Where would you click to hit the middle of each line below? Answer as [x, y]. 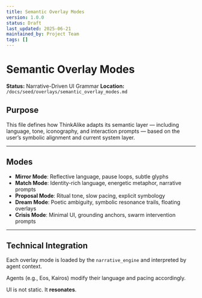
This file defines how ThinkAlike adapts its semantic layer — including [93, 124]
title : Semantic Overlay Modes [45, 12]
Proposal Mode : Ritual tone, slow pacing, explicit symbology [90, 195]
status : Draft [24, 23]
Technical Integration [47, 245]
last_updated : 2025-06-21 [38, 29]
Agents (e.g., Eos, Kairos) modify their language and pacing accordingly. [96, 278]
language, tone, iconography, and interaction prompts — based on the [93, 131]
